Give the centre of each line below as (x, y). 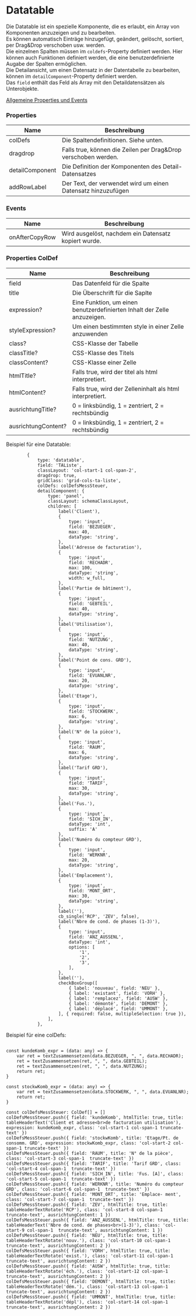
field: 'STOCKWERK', (93, 711)
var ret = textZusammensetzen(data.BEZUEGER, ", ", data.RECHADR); (100, 1056)
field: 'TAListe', (60, 465)
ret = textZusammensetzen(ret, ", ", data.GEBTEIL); (82, 1061)
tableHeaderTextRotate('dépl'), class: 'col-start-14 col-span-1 (87, 1302)
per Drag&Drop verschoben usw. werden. (56, 45)
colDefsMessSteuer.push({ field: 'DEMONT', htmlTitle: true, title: (91, 1281)
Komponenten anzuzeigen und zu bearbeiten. (61, 32)
